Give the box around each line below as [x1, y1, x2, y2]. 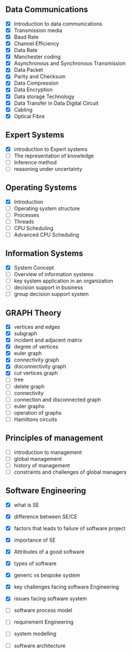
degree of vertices [13, 343, 59, 350]
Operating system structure [13, 205, 80, 212]
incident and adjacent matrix [13, 336, 83, 344]
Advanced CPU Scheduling [13, 231, 80, 238]
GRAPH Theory [5, 308, 62, 318]
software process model [13, 607, 73, 614]
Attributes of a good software [13, 548, 85, 555]
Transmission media [13, 26, 62, 34]
